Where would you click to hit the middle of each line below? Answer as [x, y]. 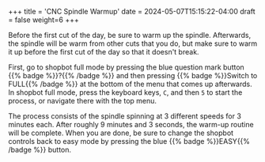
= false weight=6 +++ [44, 20]
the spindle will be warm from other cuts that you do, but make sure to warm [133, 43]
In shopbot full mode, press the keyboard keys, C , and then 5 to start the [125, 92]
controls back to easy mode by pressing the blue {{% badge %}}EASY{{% [129, 141]
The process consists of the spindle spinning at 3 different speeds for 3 [125, 116]
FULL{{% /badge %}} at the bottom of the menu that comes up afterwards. [131, 84]
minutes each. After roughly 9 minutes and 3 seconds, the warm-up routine [131, 124]
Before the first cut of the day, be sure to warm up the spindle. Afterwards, [130, 35]
